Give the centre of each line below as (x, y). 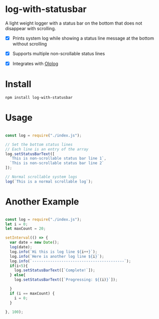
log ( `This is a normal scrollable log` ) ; (49, 182)
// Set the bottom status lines (39, 144)
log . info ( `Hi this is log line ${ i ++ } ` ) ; (54, 252)
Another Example (42, 201)
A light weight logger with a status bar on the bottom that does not (74, 23)
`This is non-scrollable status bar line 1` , (58, 158)
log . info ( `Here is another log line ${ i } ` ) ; (57, 256)
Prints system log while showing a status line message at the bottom (83, 38)
